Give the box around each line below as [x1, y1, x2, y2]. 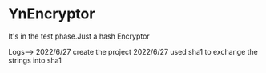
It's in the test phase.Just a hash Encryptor [8, 31, 150, 41]
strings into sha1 [8, 55, 62, 65]
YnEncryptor [8, 5, 95, 23]
